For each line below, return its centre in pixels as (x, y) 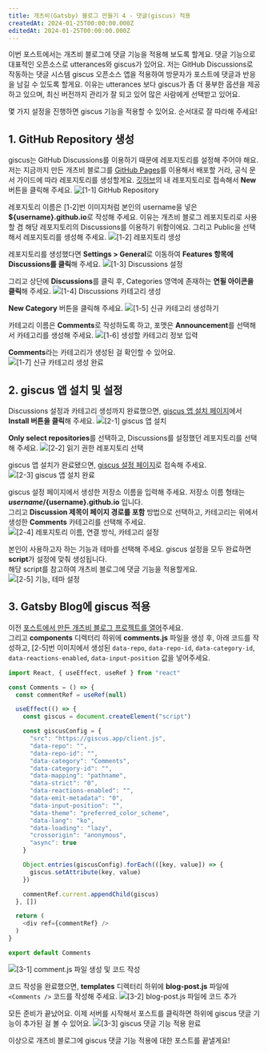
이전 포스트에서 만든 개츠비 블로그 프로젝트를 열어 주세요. (96, 627)
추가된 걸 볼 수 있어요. (57, 1023)
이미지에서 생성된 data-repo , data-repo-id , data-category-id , (156, 648)
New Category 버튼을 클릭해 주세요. (66, 309)
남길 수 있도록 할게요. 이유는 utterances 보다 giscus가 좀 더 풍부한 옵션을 (131, 84)
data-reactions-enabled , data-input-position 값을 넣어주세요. (109, 657)
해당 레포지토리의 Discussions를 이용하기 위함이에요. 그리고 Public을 (133, 227)
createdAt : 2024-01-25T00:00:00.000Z (71, 23)
